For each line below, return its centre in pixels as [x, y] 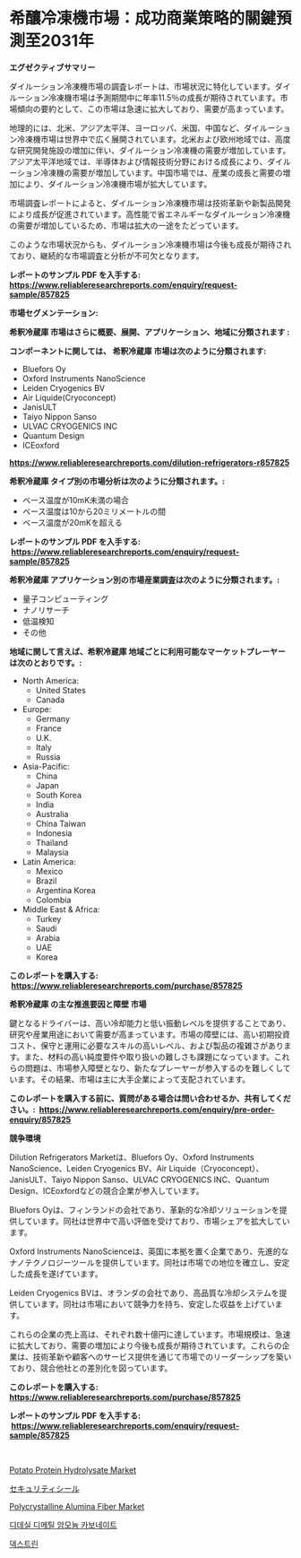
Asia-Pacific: [46, 766]
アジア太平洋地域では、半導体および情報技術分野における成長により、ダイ [146, 161]
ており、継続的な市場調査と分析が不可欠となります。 [107, 256]
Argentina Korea [65, 890]
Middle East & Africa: [61, 909]
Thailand [52, 842]
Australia [52, 814]
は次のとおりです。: [46, 662]
